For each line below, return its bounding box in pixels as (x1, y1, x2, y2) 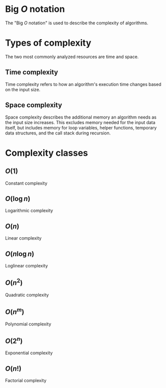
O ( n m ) (5, 306, 25, 316)
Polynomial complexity (5, 321, 52, 327)
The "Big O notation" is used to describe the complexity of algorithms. (5, 20, 149, 26)
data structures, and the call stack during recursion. (5, 130, 111, 136)
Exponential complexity (5, 350, 53, 356)
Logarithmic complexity (5, 207, 54, 214)
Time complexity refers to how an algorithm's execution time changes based (5, 81, 162, 87)
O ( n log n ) (5, 250, 35, 258)
